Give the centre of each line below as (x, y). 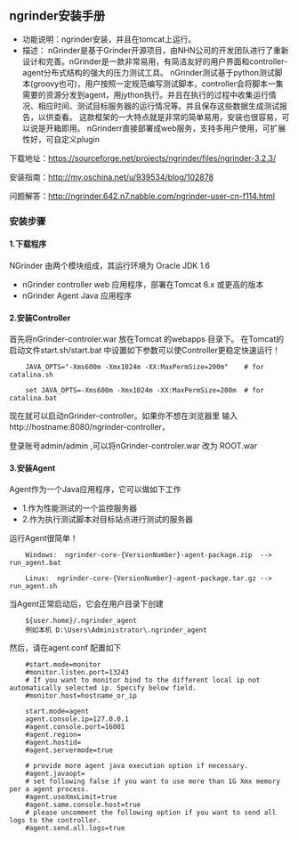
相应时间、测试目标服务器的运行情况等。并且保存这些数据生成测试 (159, 106)
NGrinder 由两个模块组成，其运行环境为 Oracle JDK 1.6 (110, 265)
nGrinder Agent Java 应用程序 (77, 295)
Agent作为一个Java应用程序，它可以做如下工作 (95, 489)
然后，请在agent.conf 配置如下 (65, 648)
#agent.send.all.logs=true (75, 829)
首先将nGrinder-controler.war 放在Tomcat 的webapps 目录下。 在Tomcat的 (147, 339)
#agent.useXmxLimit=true (71, 797)
